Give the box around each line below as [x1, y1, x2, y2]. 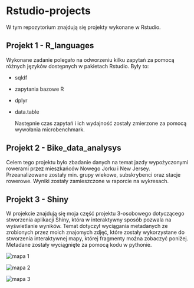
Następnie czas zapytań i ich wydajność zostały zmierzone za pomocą [14, 120, 187, 127]
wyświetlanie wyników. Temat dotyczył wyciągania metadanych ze [6, 223, 168, 230]
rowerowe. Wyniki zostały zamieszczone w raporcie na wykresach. [6, 177, 169, 184]
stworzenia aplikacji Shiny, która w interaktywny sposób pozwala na [6, 216, 172, 223]
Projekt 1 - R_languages [6, 41, 94, 51]
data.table [14, 108, 40, 115]
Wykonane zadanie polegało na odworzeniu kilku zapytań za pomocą [6, 56, 175, 63]
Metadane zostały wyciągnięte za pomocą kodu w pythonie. [6, 241, 152, 249]
